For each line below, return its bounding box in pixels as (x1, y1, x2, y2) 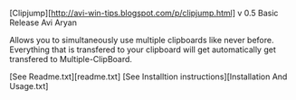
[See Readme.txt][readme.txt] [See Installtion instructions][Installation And (9, 71, 288, 82)
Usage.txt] (9, 81, 49, 91)
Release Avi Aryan (9, 17, 77, 28)
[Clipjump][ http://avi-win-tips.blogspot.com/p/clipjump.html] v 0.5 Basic (9, 8, 279, 18)
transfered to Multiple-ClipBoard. (9, 54, 133, 64)
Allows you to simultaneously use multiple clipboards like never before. (9, 35, 274, 45)
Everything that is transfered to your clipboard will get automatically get (9, 44, 276, 55)
